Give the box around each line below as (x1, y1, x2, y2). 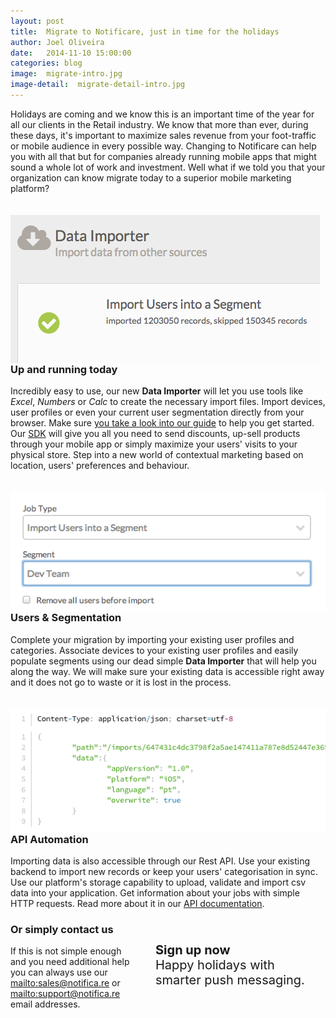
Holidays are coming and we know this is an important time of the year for (10, 108, 315, 120)
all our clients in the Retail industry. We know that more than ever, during (10, 118, 309, 130)
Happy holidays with (155, 957, 275, 974)
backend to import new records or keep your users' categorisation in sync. (10, 866, 318, 878)
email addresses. (10, 998, 81, 1010)
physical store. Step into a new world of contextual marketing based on (10, 449, 304, 461)
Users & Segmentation (10, 611, 122, 625)
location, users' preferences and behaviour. (10, 460, 190, 472)
